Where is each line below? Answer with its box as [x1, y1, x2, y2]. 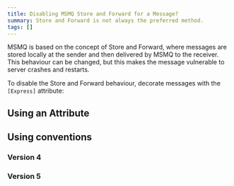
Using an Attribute [7, 107, 90, 119]
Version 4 [7, 153, 42, 163]
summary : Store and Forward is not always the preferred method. [7, 17, 204, 24]
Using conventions [7, 132, 92, 144]
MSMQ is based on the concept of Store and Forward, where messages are [7, 43, 228, 52]
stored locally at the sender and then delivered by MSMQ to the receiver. [7, 50, 219, 59]
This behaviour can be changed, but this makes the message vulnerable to [7, 58, 225, 66]
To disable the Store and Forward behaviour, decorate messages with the [7, 79, 221, 88]
